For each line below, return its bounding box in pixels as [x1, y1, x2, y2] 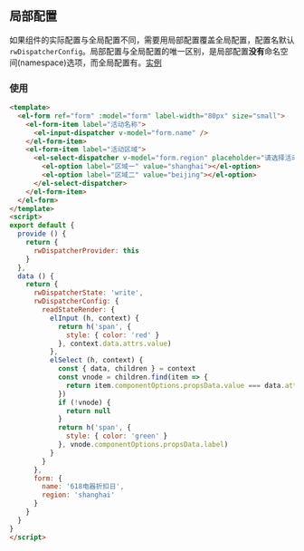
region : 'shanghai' [42, 490, 116, 500]
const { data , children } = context [57, 364, 196, 373]
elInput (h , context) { [49, 314, 140, 323]
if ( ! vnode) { [57, 398, 111, 407]
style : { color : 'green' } [66, 431, 168, 441]
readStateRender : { [42, 305, 116, 314]
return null [66, 406, 111, 415]
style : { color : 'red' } [66, 330, 160, 340]
